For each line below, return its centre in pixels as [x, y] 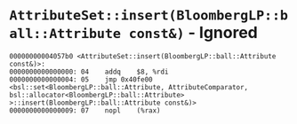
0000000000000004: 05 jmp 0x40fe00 [81, 79]
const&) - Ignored [193, 33]
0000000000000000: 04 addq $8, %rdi [89, 72]
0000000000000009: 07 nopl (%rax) [85, 110]
